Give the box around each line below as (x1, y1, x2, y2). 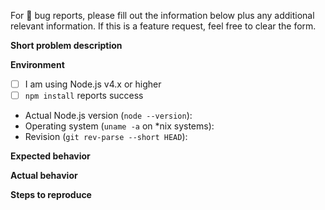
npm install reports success (24, 90, 144, 102)
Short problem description (10, 40, 123, 51)
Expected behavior (10, 150, 91, 162)
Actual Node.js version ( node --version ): (24, 110, 193, 122)
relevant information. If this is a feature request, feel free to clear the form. (10, 20, 317, 32)
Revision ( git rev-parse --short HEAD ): (24, 131, 188, 143)
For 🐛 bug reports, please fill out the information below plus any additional (10, 10, 315, 21)
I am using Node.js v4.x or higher (24, 78, 162, 90)
